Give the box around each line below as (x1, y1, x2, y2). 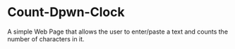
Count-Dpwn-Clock (7, 4, 125, 20)
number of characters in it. (7, 34, 85, 43)
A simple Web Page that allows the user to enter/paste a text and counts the (7, 27, 228, 36)
